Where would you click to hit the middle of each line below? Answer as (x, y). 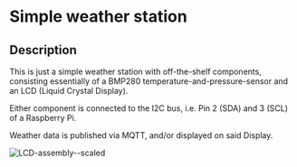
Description (43, 50)
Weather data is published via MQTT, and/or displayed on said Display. (141, 135)
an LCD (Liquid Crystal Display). (69, 91)
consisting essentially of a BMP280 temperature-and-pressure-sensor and (148, 81)
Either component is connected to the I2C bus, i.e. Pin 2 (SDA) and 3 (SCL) (148, 108)
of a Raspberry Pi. (43, 118)
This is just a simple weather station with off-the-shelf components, (136, 71)
